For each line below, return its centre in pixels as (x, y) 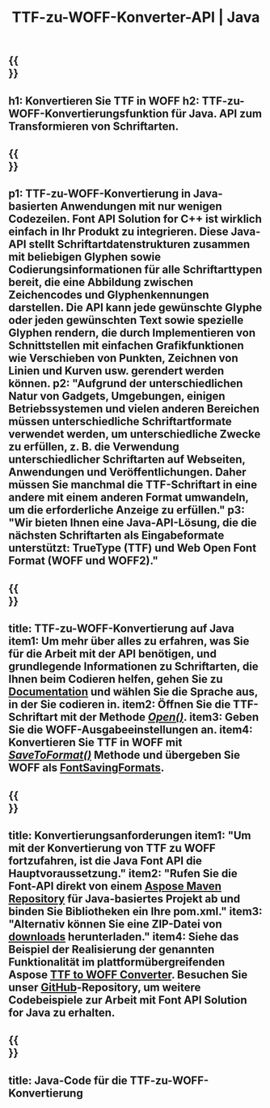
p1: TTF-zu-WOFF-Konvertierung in (100, 194)
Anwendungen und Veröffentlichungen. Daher (127, 473)
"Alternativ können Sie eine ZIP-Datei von (115, 924)
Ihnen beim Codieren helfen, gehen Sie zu (116, 679)
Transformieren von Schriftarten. (94, 126)
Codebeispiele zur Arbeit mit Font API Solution (128, 1000)
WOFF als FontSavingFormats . (86, 768)
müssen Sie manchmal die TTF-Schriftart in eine (133, 485)
